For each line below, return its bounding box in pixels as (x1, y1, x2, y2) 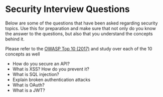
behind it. (5, 36, 25, 42)
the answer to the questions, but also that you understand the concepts (5, 30, 153, 36)
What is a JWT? (12, 87, 45, 93)
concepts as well (5, 51, 40, 57)
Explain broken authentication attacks (12, 76, 91, 82)
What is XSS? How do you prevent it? (12, 66, 89, 72)
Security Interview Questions (5, 3, 130, 15)
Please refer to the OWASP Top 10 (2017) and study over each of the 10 (5, 45, 152, 51)
